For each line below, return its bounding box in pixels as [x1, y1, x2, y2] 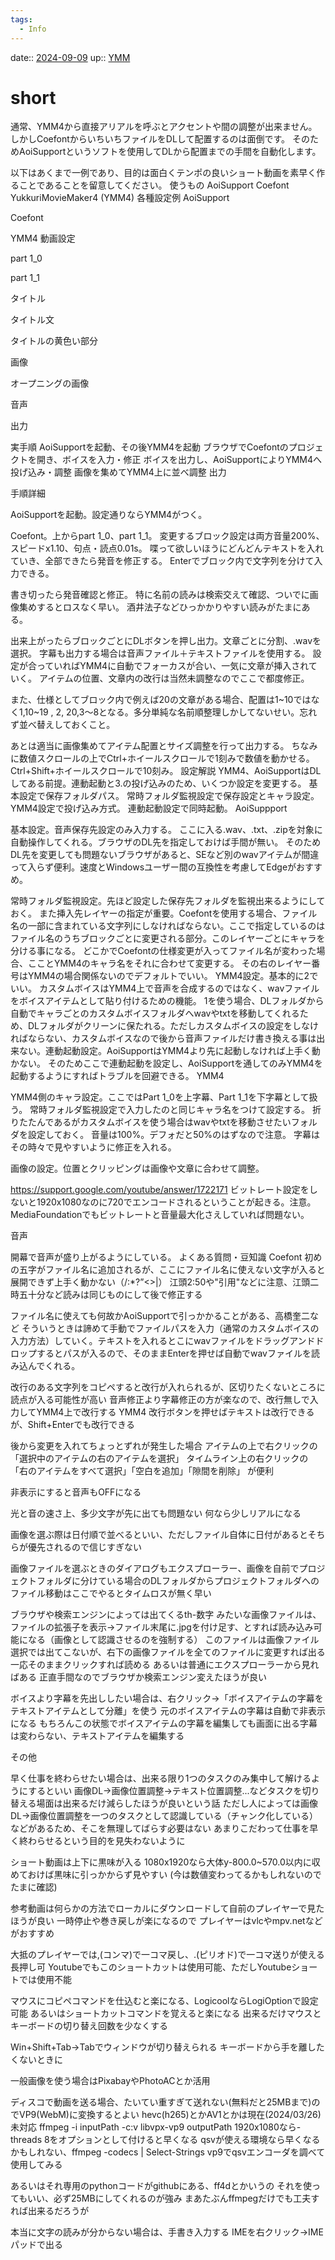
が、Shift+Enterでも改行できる [10, 1419, 135, 1431]
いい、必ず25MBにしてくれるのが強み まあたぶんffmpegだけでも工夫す [27, 2192, 320, 2205]
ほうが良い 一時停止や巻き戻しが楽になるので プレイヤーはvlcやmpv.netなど [10, 1915, 323, 1927]
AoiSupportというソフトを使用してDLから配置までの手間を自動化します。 [18, 146, 322, 158]
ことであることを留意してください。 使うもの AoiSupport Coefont [18, 179, 290, 191]
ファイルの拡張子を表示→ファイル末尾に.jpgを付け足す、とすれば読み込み [10, 1621, 314, 1633]
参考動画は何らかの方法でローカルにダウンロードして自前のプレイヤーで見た [10, 1902, 325, 1915]
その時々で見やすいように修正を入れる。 [10, 1141, 177, 1153]
